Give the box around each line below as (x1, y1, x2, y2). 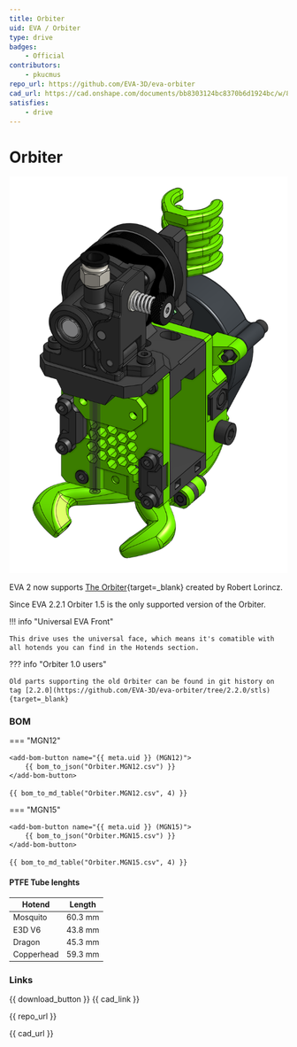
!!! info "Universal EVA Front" (9, 617, 114, 627)
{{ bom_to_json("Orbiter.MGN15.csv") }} (25, 832, 176, 841)
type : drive (9, 33, 53, 42)
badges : (9, 43, 38, 51)
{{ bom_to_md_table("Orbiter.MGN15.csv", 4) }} (9, 858, 188, 867)
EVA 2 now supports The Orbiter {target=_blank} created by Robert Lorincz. (9, 582, 283, 593)
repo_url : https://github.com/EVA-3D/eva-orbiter (9, 80, 196, 89)
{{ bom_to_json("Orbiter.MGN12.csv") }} (25, 763, 176, 772)
